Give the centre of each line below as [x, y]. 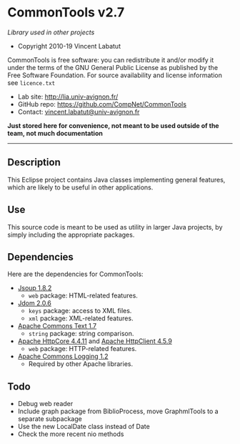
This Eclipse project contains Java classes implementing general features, [116, 179]
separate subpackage [50, 419]
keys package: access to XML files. [80, 311]
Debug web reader [45, 404]
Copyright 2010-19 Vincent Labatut [69, 46]
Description [34, 163]
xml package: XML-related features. [81, 318]
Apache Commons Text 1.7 [57, 326]
